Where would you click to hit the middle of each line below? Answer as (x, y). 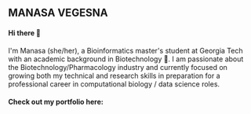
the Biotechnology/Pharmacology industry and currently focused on (118, 67)
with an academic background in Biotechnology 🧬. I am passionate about (126, 59)
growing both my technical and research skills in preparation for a (115, 75)
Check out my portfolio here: (56, 102)
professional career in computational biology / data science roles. (114, 84)
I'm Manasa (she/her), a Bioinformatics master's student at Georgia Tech (125, 50)
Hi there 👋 (24, 33)
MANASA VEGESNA (58, 13)
